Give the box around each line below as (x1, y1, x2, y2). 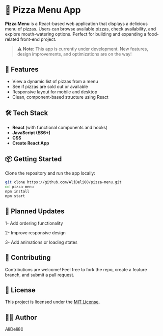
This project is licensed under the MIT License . (5, 299, 100, 305)
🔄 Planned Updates (5, 207, 65, 216)
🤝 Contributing (5, 253, 51, 262)
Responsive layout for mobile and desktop (12, 88, 98, 95)
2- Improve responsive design (5, 229, 66, 235)
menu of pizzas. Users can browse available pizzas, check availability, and (5, 26, 156, 31)
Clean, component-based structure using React (12, 94, 109, 100)
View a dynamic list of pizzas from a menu (12, 78, 98, 84)
